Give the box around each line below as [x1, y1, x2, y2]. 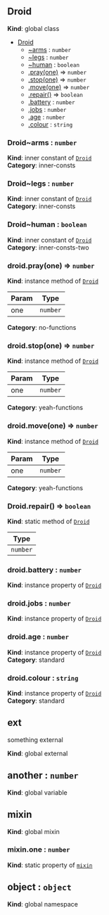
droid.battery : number [7, 565, 82, 575]
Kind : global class [7, 24, 60, 32]
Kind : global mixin [7, 827, 60, 836]
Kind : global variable [7, 788, 68, 797]
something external [7, 735, 63, 744]
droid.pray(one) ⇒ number [7, 260, 95, 270]
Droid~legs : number [7, 179, 75, 188]
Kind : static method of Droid [7, 517, 90, 525]
